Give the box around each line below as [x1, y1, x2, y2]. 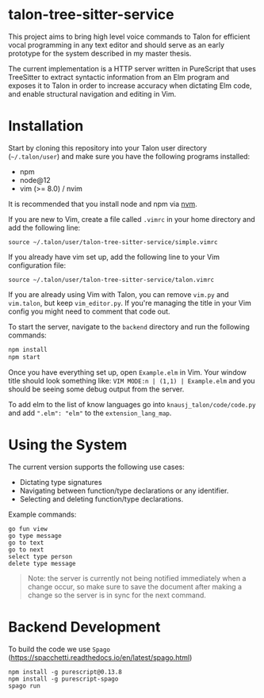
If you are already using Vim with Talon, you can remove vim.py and [8, 289, 229, 299]
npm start [8, 353, 41, 361]
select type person [8, 552, 73, 560]
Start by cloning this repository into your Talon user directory [8, 143, 208, 152]
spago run [8, 681, 41, 690]
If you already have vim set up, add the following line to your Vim [8, 252, 220, 261]
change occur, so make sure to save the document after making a [27, 582, 243, 591]
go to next [8, 545, 44, 554]
